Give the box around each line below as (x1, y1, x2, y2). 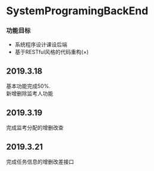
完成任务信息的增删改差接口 (6, 158, 74, 165)
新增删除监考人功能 (6, 90, 54, 97)
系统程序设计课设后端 (14, 41, 67, 48)
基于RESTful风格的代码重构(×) (14, 49, 89, 56)
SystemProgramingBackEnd (6, 4, 149, 18)
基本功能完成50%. (6, 83, 51, 90)
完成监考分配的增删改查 (6, 124, 64, 131)
